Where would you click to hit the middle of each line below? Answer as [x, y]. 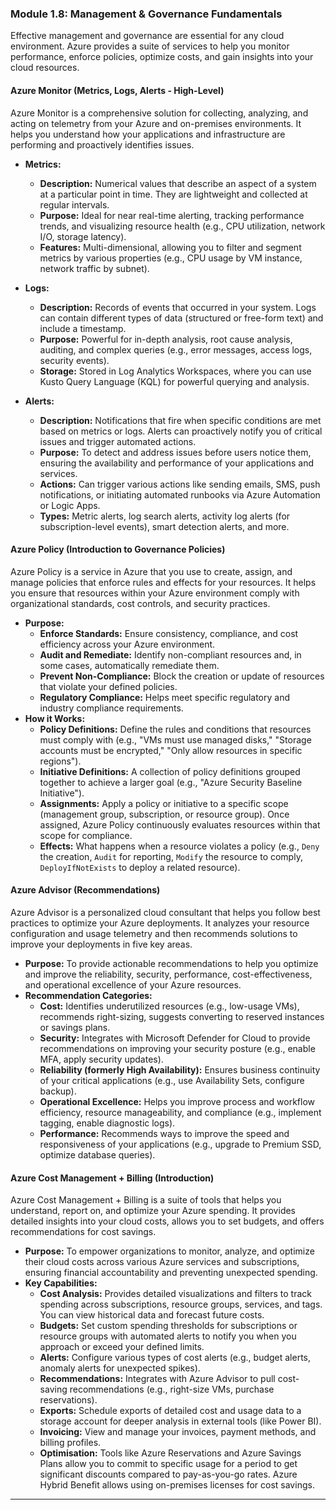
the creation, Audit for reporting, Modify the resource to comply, [171, 856]
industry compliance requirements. [111, 708]
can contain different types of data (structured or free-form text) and [181, 318]
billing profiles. [70, 1443]
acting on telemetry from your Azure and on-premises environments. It [156, 123]
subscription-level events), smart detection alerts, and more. [164, 526]
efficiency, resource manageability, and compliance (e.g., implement [180, 1112]
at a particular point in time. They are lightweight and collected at [173, 194]
